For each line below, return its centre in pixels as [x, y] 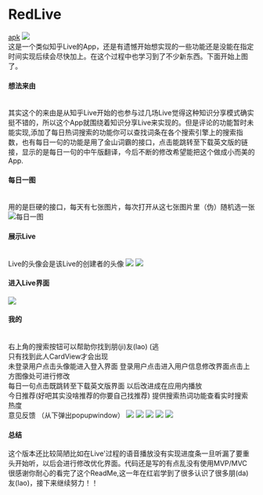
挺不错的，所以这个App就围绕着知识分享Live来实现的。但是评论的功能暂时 [128, 122]
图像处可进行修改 [42, 376]
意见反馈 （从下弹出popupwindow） [67, 415]
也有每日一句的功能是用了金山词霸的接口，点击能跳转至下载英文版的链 [135, 142]
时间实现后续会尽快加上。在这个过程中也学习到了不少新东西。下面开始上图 [128, 56]
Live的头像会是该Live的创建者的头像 [66, 264]
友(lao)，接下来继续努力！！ [53, 483]
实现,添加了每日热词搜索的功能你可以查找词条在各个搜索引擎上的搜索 [126, 133]
